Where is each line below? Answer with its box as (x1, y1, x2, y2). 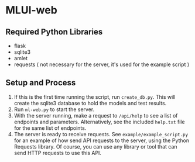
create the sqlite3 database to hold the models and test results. (13, 99, 167, 106)
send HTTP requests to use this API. (13, 149, 102, 156)
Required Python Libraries (5, 27, 103, 37)
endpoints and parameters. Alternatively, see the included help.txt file (13, 118, 185, 125)
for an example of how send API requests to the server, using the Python (13, 137, 190, 144)
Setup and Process (5, 78, 76, 88)
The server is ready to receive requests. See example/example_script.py (13, 130, 189, 137)
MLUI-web (5, 4, 58, 17)
